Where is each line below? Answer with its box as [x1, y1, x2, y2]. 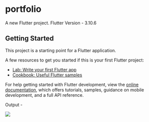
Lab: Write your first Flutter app [12, 66, 77, 72]
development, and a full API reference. [5, 92, 84, 98]
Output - [5, 102, 23, 108]
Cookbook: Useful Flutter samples [12, 72, 82, 78]
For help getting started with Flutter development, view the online [5, 81, 139, 87]
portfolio [5, 3, 42, 15]
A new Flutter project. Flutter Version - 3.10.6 [5, 20, 97, 26]
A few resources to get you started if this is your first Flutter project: [5, 57, 144, 63]
